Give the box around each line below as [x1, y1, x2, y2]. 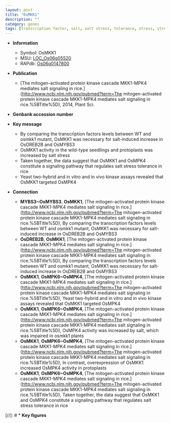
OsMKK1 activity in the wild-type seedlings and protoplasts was [20, 147, 153, 153]
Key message [12, 121, 42, 127]
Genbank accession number [12, 112, 73, 118]
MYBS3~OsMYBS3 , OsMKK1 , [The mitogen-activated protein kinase [20, 199, 165, 205]
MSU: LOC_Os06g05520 [20, 55, 72, 61]
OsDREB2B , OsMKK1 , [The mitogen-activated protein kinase [20, 236, 147, 242]
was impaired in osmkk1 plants [20, 333, 84, 339]
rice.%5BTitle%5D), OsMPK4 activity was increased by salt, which [20, 328, 159, 334]
